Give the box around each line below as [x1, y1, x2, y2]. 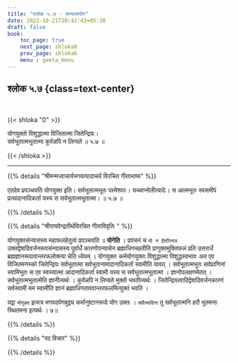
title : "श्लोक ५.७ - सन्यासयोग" [7, 10, 89, 18]
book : [7, 30, 23, 38]
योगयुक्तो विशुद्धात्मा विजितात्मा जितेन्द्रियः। [7, 129, 99, 138]
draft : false [7, 23, 46, 30]
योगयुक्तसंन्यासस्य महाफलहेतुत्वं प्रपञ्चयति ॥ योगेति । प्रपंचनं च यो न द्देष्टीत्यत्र [7, 235, 178, 245]
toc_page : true [20, 37, 65, 44]
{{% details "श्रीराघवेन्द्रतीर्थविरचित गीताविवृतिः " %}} [7, 221, 133, 230]
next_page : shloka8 [20, 43, 78, 50]
